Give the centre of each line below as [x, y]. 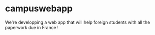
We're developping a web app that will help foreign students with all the [77, 22]
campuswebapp [39, 9]
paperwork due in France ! [32, 27]
